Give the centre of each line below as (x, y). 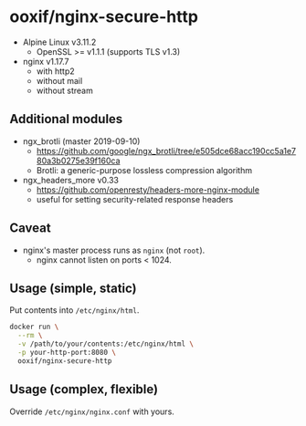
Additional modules (66, 119)
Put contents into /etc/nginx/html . (74, 310)
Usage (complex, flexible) (84, 390)
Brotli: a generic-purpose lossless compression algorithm (144, 170)
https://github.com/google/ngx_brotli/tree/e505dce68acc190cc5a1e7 (166, 151)
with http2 (55, 71)
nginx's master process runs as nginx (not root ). (114, 250)
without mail (59, 80)
